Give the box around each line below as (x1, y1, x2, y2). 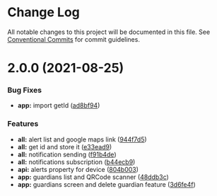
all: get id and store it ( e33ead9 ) (17, 142, 112, 151)
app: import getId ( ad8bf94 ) (17, 101, 100, 110)
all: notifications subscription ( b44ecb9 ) (17, 157, 136, 166)
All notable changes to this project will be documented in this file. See (7, 28, 211, 36)
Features (7, 119, 39, 129)
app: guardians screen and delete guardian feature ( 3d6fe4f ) (17, 180, 196, 188)
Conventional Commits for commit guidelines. (7, 35, 140, 43)
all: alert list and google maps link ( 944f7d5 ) (17, 135, 147, 144)
